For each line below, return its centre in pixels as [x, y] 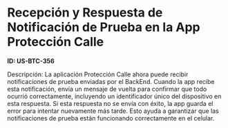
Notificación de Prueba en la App [104, 27]
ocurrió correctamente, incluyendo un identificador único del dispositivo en [114, 96]
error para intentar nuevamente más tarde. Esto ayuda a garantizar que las [113, 111]
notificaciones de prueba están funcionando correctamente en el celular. [111, 118]
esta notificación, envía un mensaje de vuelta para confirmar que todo [107, 89]
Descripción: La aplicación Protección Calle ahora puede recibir [98, 74]
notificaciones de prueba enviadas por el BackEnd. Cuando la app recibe [111, 81]
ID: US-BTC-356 [31, 61]
